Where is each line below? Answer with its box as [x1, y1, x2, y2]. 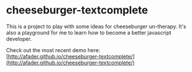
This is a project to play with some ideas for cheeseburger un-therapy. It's [6, 23, 187, 30]
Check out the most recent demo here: [6, 46, 100, 53]
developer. [6, 35, 32, 42]
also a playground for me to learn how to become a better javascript [6, 29, 171, 36]
